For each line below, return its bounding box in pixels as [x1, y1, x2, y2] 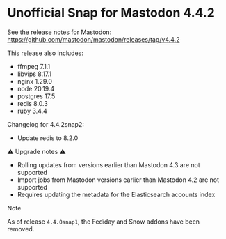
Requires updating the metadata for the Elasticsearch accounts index [17, 190, 216, 199]
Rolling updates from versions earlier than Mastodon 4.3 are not [17, 160, 200, 169]
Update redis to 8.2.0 [17, 134, 79, 142]
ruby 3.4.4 [17, 107, 47, 115]
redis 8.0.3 [17, 99, 49, 107]
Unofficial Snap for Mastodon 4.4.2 [7, 5, 216, 21]
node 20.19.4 [17, 84, 55, 93]
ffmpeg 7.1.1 [17, 62, 51, 70]
